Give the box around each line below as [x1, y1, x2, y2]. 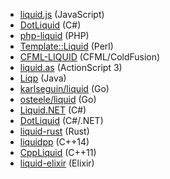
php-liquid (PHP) [19, 30, 90, 41]
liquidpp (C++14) [19, 136, 90, 148]
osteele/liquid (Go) [19, 94, 97, 105]
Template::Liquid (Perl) [19, 40, 114, 52]
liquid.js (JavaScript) [19, 9, 105, 20]
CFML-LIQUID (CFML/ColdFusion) [19, 51, 161, 63]
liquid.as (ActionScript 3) [19, 62, 123, 73]
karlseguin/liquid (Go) [19, 83, 110, 94]
